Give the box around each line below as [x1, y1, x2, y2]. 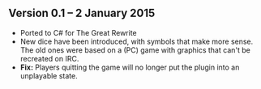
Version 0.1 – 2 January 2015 [8, 6, 156, 20]
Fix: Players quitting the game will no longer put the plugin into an [19, 62, 240, 72]
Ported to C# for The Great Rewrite [19, 28, 137, 37]
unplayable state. [19, 70, 79, 80]
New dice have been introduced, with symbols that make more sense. [19, 36, 254, 46]
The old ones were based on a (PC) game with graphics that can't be [19, 44, 251, 55]
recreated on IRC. [19, 53, 79, 63]
